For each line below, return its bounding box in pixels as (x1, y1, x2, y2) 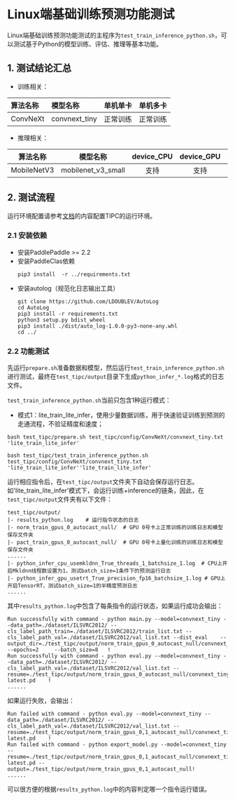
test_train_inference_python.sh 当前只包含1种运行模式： (7, 396, 171, 404)
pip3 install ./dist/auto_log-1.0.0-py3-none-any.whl (17, 322, 178, 330)
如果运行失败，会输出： (7, 696, 75, 705)
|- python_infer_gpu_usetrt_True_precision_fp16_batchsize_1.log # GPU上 (7, 575, 226, 582)
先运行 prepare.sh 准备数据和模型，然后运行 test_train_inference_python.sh (7, 364, 225, 372)
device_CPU (131, 152, 173, 161)
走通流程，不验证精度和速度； (17, 420, 104, 428)
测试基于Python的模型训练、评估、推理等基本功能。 (13, 39, 163, 48)
